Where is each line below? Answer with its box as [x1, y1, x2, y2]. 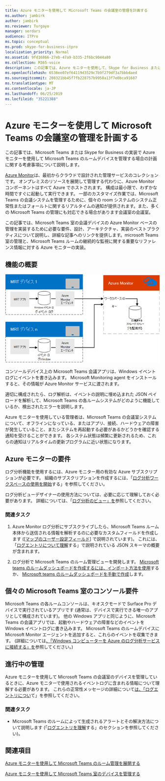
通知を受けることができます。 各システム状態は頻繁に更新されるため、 [5, 432, 148, 439]
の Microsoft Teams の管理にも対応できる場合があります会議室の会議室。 [5, 209, 153, 215]
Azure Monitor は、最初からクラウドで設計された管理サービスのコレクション [5, 172, 159, 178]
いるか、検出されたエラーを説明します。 [5, 404, 87, 410]
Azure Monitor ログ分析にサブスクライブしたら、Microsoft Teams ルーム [12, 523, 160, 529]
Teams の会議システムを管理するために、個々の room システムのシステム [5, 197, 153, 203]
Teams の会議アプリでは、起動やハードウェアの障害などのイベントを [5, 620, 145, 625]
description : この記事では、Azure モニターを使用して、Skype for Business [5, 65, 149, 70]
